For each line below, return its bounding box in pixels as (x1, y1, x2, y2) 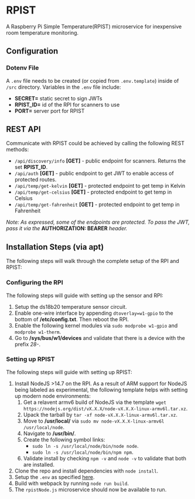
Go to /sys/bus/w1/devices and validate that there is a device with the (14, 334, 186, 341)
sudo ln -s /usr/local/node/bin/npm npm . (32, 449, 134, 456)
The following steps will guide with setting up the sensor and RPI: (6, 292, 164, 299)
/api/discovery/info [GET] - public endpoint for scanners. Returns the (14, 157, 186, 164)
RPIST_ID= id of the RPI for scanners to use (14, 101, 120, 108)
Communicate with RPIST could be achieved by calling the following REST (6, 140, 184, 147)
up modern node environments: (14, 392, 91, 399)
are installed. (23, 461, 54, 468)
